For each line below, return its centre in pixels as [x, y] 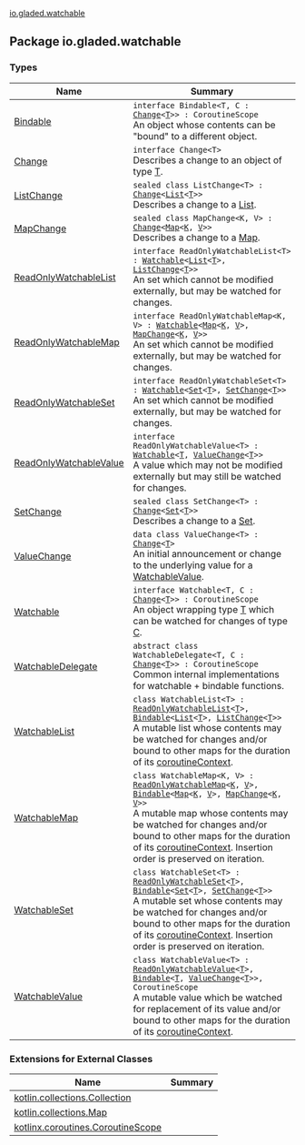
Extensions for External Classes [81, 1059]
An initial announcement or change [207, 553]
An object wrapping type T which [204, 609]
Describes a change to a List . [195, 204]
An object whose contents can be [204, 125]
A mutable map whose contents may [211, 813]
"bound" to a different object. [195, 136]
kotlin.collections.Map [60, 1112]
